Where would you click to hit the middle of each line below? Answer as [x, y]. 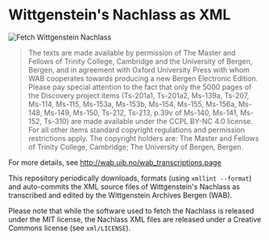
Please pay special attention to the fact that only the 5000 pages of [140, 87]
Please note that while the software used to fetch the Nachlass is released [131, 210]
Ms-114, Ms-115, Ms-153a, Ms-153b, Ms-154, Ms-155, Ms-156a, [132, 104]
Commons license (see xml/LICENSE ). [70, 228]
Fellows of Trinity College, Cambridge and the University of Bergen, [140, 61]
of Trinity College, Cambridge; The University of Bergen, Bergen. [136, 147]
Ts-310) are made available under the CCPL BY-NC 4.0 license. [149, 121]
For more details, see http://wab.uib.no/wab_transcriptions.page [115, 162]
